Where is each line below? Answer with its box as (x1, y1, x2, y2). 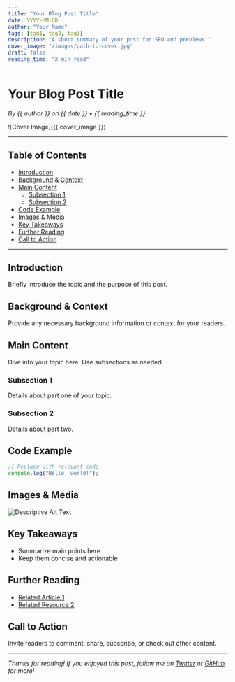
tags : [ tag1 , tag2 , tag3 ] (8, 29, 83, 37)
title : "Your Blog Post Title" (8, 10, 99, 17)
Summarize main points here (17, 546, 100, 555)
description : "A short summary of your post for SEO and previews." (8, 36, 211, 43)
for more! (8, 667, 35, 675)
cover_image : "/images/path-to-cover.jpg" (8, 43, 133, 50)
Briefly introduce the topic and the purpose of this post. (8, 280, 168, 289)
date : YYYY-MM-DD (8, 17, 59, 24)
